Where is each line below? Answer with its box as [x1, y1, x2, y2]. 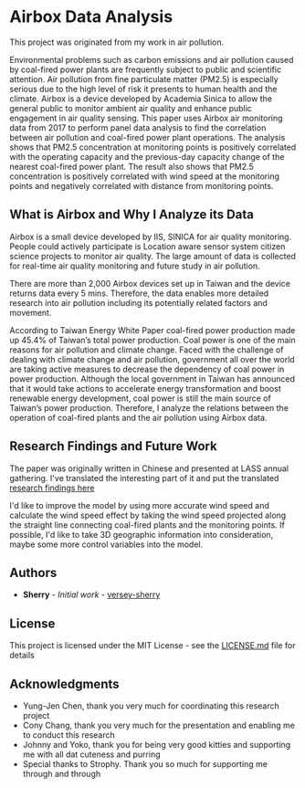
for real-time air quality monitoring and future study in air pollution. [9, 260, 260, 271]
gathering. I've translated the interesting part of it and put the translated [9, 472, 279, 483]
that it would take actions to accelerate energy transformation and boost [9, 383, 281, 394]
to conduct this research [22, 730, 116, 741]
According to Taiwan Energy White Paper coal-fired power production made [9, 324, 296, 335]
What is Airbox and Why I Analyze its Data [9, 207, 254, 223]
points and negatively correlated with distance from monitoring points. [9, 180, 274, 191]
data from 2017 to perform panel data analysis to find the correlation [9, 121, 267, 133]
